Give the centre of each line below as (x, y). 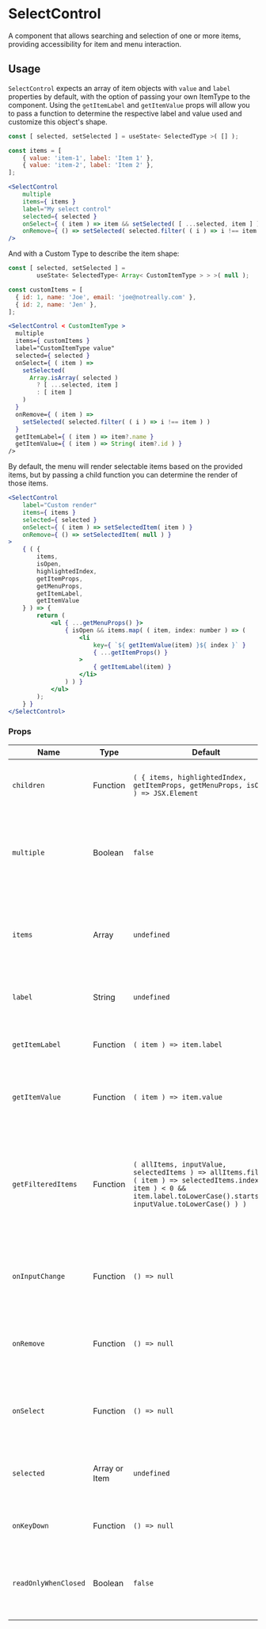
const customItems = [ (46, 290)
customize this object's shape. (58, 122)
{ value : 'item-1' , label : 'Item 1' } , (88, 158)
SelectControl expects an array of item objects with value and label (120, 88)
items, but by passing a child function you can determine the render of (123, 475)
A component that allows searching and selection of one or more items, (125, 36)
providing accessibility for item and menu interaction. (95, 44)
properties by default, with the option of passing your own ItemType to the (129, 97)
